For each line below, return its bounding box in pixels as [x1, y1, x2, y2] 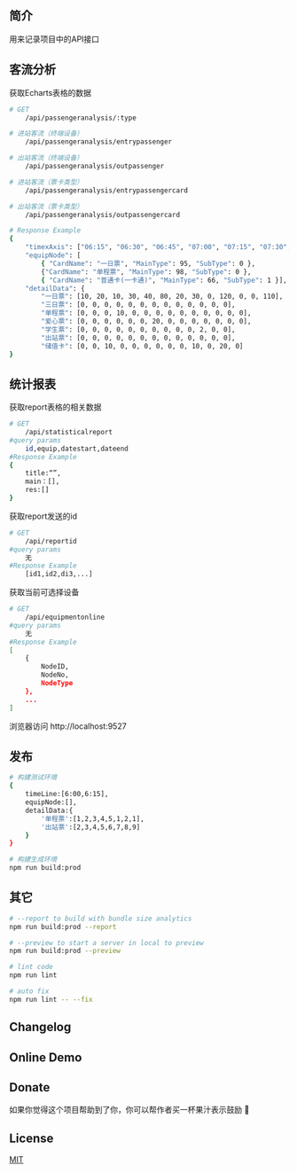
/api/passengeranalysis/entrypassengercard [25, 185, 189, 195]
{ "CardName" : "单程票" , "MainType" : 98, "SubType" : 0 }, [41, 267, 252, 277]
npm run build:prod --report [9, 922, 117, 931]
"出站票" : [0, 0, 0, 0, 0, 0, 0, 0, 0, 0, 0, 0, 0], [41, 333, 236, 342]
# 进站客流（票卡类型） [9, 177, 84, 186]
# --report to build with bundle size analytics [9, 914, 192, 923]
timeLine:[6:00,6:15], [25, 790, 109, 799]
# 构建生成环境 [9, 855, 58, 864]
